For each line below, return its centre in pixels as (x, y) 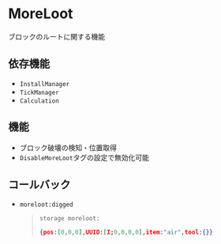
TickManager (39, 92)
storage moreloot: (69, 219)
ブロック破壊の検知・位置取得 (68, 148)
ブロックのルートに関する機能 (56, 36)
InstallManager (45, 84)
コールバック (39, 184)
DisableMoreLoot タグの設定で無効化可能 (84, 157)
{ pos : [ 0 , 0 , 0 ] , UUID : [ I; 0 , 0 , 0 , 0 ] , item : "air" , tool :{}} (126, 233)
